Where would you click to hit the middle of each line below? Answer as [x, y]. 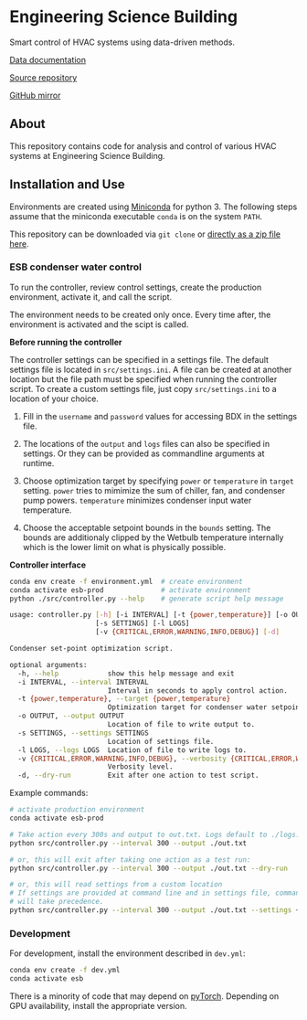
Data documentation [48, 59]
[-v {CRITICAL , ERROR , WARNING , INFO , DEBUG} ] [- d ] [188, 632]
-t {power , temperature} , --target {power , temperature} [124, 699]
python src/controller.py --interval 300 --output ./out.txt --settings [151, 910]
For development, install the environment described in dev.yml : [127, 953]
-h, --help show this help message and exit [126, 674]
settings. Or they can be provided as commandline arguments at [143, 453]
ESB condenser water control [75, 267]
